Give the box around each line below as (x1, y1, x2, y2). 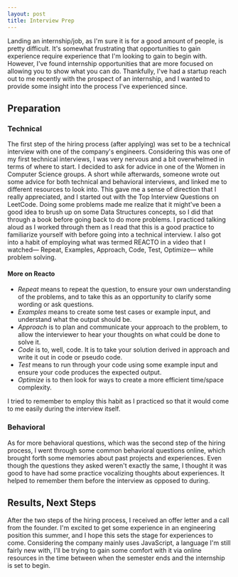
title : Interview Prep (7, 17, 75, 24)
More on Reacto (7, 269, 55, 278)
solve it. (17, 338, 41, 347)
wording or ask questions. (17, 300, 94, 309)
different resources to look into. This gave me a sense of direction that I (7, 185, 217, 194)
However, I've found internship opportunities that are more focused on (7, 59, 213, 68)
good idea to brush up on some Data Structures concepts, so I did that (7, 207, 214, 217)
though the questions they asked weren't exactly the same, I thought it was (7, 461, 227, 470)
